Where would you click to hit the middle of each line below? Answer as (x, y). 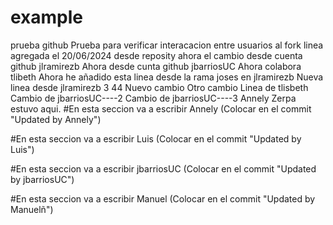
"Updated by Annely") (56, 119)
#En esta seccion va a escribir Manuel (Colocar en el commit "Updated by (163, 198)
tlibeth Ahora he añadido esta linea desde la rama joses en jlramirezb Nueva (167, 77)
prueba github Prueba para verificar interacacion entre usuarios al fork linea (167, 45)
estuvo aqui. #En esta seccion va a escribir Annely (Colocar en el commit (161, 108)
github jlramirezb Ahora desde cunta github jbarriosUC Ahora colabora (156, 66)
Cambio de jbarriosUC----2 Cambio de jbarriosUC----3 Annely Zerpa (153, 98)
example (47, 17)
